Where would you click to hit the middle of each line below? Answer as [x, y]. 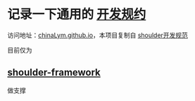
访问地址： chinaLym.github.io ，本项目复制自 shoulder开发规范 [98, 35]
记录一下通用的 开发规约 [77, 14]
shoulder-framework [54, 73]
